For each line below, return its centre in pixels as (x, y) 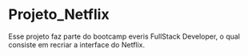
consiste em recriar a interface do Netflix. (77, 44)
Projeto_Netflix (59, 15)
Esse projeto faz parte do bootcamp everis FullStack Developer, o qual (124, 36)
